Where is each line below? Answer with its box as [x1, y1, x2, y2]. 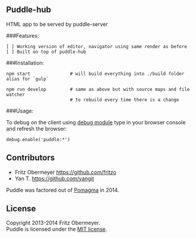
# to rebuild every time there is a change [69, 96, 179, 103]
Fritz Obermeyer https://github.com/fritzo [14, 168, 117, 176]
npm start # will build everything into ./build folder [6, 71, 185, 77]
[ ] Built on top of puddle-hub [6, 49, 86, 55]
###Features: [6, 32, 39, 39]
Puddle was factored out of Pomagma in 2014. [6, 186, 119, 193]
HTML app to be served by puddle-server [6, 20, 108, 27]
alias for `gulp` [6, 76, 49, 82]
